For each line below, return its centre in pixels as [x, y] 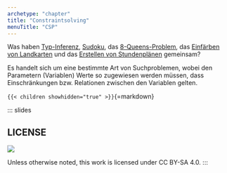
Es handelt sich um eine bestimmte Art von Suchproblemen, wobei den [110, 68]
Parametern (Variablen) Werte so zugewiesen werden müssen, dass [106, 75]
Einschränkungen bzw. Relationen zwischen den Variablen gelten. [103, 83]
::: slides [19, 110]
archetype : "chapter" [39, 14]
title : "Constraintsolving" [48, 20]
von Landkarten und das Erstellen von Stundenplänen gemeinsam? [104, 54]
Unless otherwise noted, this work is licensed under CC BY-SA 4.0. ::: [108, 162]
